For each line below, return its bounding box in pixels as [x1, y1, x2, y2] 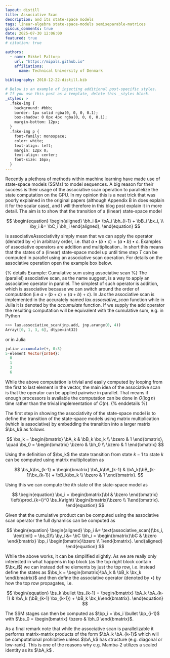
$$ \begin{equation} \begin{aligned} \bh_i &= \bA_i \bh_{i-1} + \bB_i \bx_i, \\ [6, 218, 164, 224]
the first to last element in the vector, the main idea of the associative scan [5, 384, 160, 390]
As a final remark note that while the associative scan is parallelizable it [5, 626, 154, 632]
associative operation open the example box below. [5, 260, 112, 266]
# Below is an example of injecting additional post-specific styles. [5, 87, 157, 92]
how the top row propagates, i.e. [5, 580, 73, 586]
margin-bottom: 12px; [14, 119, 60, 125]
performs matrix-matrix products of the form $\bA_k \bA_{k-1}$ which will [5, 631, 159, 637]
